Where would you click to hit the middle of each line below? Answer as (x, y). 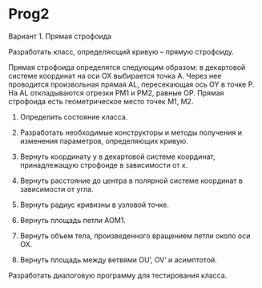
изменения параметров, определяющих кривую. (104, 140)
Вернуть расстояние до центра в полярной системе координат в (131, 181)
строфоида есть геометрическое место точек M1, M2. (101, 101)
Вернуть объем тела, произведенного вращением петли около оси (135, 235)
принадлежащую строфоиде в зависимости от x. (104, 164)
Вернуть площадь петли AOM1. (73, 220)
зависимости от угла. (56, 189)
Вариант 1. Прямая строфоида (60, 36)
